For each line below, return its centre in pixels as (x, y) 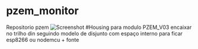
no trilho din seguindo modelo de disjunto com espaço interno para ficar (94, 33)
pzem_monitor (42, 11)
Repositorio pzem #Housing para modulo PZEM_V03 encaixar (99, 27)
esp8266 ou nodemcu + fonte (43, 40)
